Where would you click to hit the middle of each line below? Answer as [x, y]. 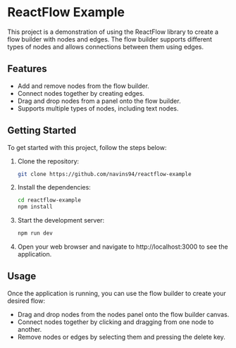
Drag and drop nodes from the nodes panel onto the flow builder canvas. [123, 314]
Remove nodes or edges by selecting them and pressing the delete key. [121, 337]
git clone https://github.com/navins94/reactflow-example [104, 174]
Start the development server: [61, 220]
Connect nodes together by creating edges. [81, 93]
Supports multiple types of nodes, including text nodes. [98, 108]
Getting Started [42, 131]
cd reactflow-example [49, 200]
